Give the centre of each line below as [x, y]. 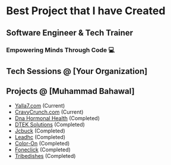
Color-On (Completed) [42, 143]
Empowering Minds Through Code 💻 [61, 50]
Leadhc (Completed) [40, 137]
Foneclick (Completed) [43, 150]
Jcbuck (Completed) [40, 131]
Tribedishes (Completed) [45, 156]
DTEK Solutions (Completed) [50, 124]
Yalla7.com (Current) [40, 105]
